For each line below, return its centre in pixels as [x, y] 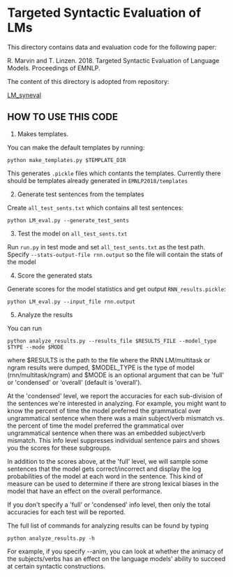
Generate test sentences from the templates [81, 194]
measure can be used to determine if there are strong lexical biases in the [113, 483]
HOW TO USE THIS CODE [63, 117]
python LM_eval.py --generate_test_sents [68, 220]
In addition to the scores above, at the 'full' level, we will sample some [108, 461]
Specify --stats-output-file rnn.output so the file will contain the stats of [115, 254]
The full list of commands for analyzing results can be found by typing [108, 525]
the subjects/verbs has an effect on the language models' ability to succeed [116, 558]
